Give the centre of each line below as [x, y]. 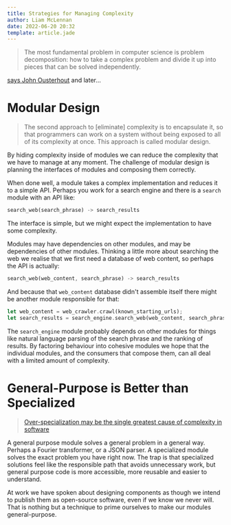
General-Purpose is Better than [98, 388]
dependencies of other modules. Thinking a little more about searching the [113, 251]
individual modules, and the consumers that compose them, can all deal [109, 353]
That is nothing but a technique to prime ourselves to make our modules [109, 507]
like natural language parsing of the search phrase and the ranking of [105, 339]
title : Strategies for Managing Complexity [70, 13]
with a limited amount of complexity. [58, 360]
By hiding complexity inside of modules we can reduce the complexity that [113, 155]
